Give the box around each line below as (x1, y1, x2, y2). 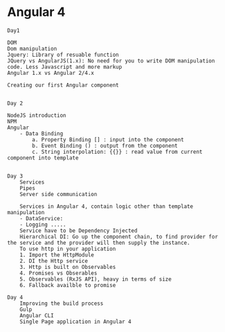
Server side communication (19, 191, 98, 198)
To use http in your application (19, 245, 116, 252)
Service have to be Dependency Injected (19, 227, 138, 234)
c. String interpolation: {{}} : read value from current (32, 148, 203, 155)
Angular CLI (19, 312, 54, 319)
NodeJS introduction (7, 112, 67, 119)
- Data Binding (19, 130, 64, 137)
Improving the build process (19, 299, 104, 307)
